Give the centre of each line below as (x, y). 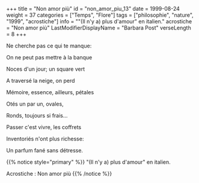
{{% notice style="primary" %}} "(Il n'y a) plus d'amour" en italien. (89, 162)
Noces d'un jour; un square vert (46, 69)
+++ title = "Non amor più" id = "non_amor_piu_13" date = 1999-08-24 (93, 9)
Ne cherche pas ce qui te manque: (49, 46)
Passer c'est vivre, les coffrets (44, 127)
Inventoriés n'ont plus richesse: (45, 139)
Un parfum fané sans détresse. (44, 150)
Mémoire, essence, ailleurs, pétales (50, 92)
